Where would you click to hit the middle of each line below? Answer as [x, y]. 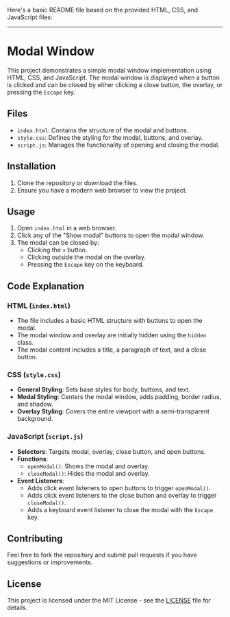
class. [25, 343]
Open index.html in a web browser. [67, 228]
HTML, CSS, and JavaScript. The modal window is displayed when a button [114, 77]
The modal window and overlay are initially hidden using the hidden [112, 335]
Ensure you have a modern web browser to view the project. [102, 190]
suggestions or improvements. [50, 562]
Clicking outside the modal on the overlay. [86, 257]
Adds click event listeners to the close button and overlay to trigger [122, 495]
